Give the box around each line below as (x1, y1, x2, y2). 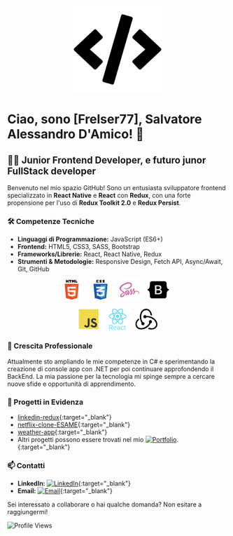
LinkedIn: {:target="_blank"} (17, 479, 131, 488)
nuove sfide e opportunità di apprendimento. (7, 380, 136, 388)
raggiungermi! (7, 508, 48, 516)
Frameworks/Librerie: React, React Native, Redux (17, 250, 162, 258)
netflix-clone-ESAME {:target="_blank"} (17, 420, 131, 429)
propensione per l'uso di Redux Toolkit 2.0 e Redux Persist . (7, 199, 181, 207)
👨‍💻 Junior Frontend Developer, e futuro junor (7, 154, 206, 166)
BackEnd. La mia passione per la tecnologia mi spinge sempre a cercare (7, 372, 216, 380)
